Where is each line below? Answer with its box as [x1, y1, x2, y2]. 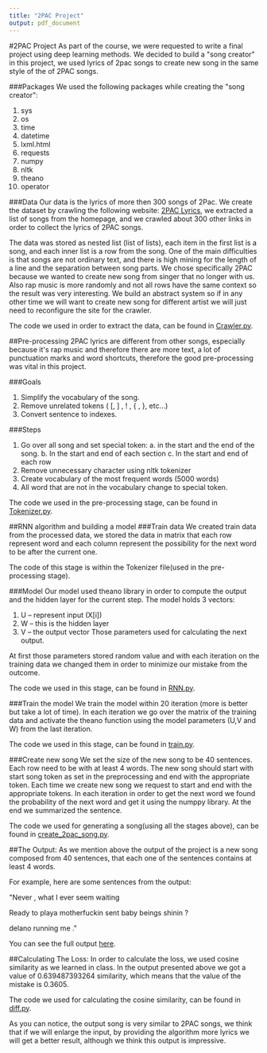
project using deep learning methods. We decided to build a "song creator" [9, 49, 255, 59]
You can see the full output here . [9, 938, 116, 948]
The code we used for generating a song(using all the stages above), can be [9, 821, 259, 830]
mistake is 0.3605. [9, 979, 69, 989]
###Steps [9, 425, 42, 434]
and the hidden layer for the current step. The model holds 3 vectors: [9, 594, 235, 604]
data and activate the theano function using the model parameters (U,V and [9, 715, 257, 725]
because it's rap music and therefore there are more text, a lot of [9, 344, 221, 354]
